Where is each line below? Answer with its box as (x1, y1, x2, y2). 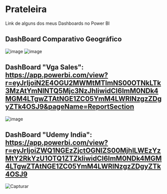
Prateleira (5, 4, 47, 15)
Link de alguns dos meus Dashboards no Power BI (5, 20, 110, 26)
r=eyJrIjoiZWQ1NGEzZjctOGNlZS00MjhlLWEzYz (5, 146, 161, 155)
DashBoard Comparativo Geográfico (5, 35, 122, 43)
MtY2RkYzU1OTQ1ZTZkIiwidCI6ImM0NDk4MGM (5, 154, 162, 163)
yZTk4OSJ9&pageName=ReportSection (5, 103, 135, 111)
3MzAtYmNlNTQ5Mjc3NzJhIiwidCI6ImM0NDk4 (5, 87, 159, 95)
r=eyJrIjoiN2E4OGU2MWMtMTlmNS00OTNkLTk (5, 79, 161, 87)
